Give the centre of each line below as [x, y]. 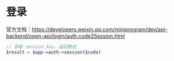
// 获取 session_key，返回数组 [41, 47]
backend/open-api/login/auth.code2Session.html [66, 36]
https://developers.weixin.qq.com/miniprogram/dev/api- [100, 29]
